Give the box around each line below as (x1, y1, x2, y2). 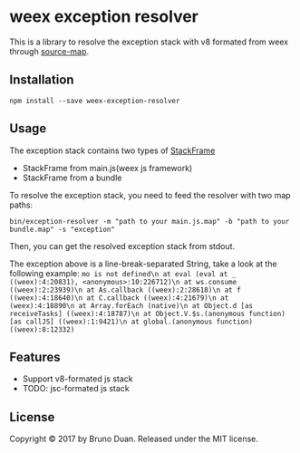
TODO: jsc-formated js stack (22, 383, 130, 394)
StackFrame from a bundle (22, 172, 122, 183)
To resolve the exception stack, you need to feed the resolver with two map (9, 189, 292, 200)
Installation (9, 72, 74, 88)
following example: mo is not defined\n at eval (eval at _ (9, 267, 237, 278)
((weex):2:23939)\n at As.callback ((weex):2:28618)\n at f (9, 285, 242, 294)
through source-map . (9, 45, 89, 56)
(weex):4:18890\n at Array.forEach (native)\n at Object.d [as (9, 301, 254, 310)
